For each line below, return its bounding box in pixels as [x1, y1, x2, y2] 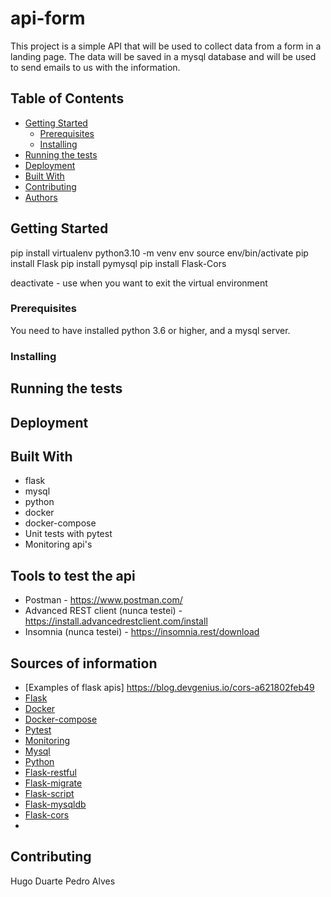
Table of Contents [10, 90, 125, 107]
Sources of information [10, 655, 158, 672]
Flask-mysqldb [24, 798, 87, 810]
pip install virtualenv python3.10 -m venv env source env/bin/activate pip [10, 247, 309, 259]
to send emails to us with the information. [10, 61, 181, 73]
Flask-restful [24, 767, 77, 778]
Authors [24, 191, 58, 203]
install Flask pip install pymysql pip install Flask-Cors [10, 257, 227, 269]
